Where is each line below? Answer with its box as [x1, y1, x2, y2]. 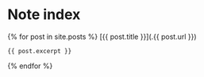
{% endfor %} [7, 61, 53, 71]
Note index [7, 6, 81, 24]
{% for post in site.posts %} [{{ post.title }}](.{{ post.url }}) [7, 32, 197, 41]
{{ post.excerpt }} [7, 47, 72, 55]
